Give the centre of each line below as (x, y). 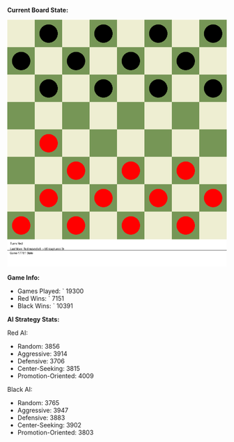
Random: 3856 (39, 346)
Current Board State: (38, 10)
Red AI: (17, 333)
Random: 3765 (38, 403)
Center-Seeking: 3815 (48, 369)
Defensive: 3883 (41, 418)
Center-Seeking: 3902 (49, 425)
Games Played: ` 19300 (50, 291)
